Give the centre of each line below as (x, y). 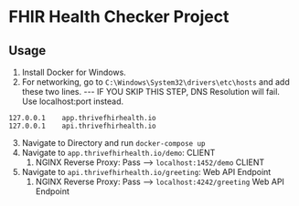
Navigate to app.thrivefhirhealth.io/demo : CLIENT (118, 153)
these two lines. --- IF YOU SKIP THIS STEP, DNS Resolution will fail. (151, 92)
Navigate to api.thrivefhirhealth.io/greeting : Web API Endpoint (146, 172)
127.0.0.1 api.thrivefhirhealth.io (82, 126)
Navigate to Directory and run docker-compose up (113, 143)
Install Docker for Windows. (74, 72)
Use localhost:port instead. (73, 101)
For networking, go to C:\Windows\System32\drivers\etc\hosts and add (155, 82)
